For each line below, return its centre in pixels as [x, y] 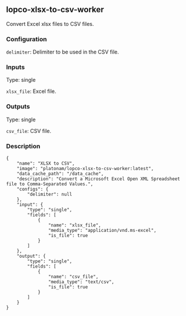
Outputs [18, 107]
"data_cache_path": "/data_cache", [60, 174]
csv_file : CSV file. [29, 131]
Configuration [26, 39]
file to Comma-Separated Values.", [50, 184]
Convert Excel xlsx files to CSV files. [50, 24]
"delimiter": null [50, 194]
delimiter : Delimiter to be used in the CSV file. [63, 52]
